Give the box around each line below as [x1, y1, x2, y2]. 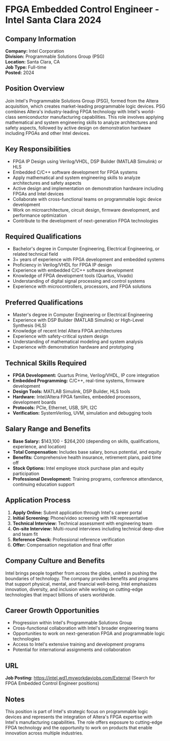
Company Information [5, 35, 76, 43]
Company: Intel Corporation [5, 48, 64, 54]
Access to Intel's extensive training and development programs [12, 641, 145, 648]
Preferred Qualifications [5, 298, 84, 307]
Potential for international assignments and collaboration [12, 647, 131, 653]
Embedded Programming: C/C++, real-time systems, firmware [12, 378, 145, 384]
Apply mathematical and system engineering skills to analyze [12, 174, 141, 181]
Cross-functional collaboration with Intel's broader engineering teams [12, 625, 158, 631]
